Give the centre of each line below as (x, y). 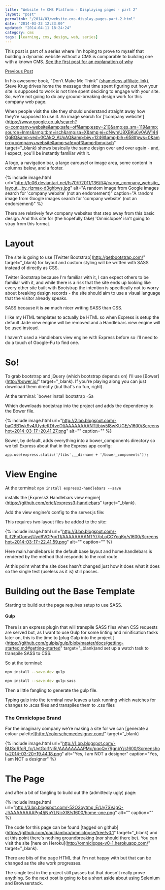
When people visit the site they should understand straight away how (75, 111)
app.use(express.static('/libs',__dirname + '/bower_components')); (77, 455)
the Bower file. (20, 411)
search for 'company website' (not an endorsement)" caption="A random (79, 193)
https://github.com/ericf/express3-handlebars (53, 503)
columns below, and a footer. (34, 168)
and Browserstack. (24, 883)
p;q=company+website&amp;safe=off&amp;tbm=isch (60, 142)
